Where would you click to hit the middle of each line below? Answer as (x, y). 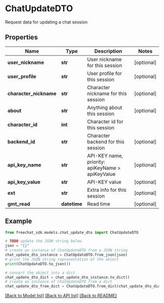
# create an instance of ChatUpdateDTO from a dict (59, 282)
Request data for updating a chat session (46, 22)
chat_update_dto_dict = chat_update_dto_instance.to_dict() (68, 277)
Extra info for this (107, 190)
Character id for (105, 121)
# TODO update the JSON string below (43, 241)
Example (19, 221)
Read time (99, 204)
